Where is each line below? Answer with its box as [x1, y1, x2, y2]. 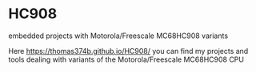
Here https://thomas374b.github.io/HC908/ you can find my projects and [8, 46, 249, 55]
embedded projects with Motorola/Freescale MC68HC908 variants [8, 31, 229, 40]
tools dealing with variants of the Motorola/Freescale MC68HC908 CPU [8, 55, 244, 64]
